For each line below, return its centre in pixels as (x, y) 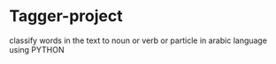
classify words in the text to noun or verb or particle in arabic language (138, 40)
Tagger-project (66, 16)
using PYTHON (37, 49)
